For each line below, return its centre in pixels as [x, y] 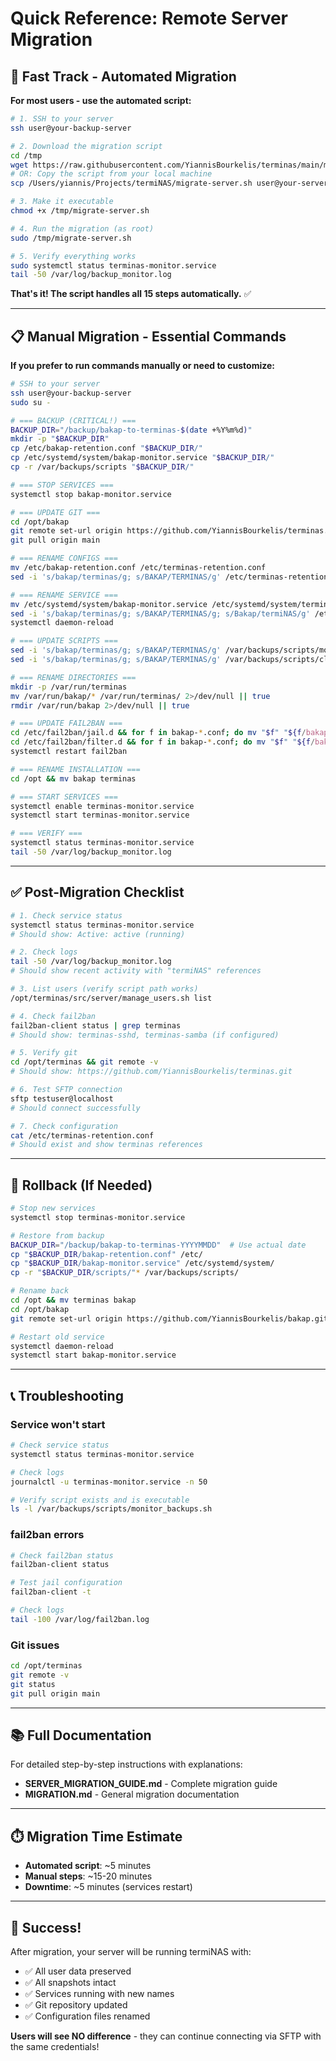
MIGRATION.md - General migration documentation [132, 1794]
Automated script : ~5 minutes [88, 1866]
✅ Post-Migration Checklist [97, 892]
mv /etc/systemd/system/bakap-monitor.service [109, 604]
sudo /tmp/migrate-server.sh [71, 238]
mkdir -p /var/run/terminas [69, 687]
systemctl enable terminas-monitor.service [102, 806]
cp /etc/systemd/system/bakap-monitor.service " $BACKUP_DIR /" [142, 458]
